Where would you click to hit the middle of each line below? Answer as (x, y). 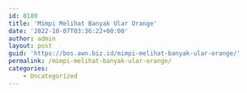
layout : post (30, 46)
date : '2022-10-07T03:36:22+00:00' (68, 31)
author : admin (32, 38)
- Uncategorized (51, 76)
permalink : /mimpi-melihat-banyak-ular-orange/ (90, 61)
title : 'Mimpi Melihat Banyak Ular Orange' (83, 23)
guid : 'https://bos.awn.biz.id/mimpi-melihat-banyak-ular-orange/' (125, 53)
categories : (28, 69)
